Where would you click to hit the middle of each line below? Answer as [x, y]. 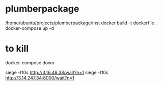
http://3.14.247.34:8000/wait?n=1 [40, 78]
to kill [17, 49]
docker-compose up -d [30, 28]
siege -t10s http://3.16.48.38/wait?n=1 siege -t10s [57, 72]
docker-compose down [30, 62]
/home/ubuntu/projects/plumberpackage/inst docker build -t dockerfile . [81, 23]
